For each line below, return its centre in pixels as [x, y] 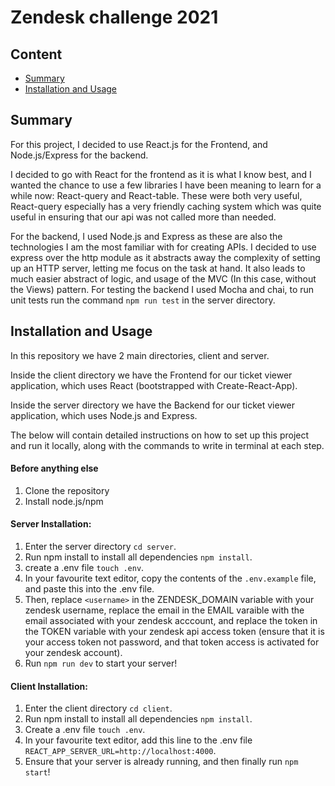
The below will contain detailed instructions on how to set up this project [160, 435]
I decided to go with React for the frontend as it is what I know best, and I [161, 174]
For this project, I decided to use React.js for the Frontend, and [139, 144]
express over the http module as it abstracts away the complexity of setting [165, 257]
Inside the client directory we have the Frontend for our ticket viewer [151, 375]
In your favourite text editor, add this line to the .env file [138, 740]
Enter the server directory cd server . [100, 547]
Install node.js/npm [64, 501]
